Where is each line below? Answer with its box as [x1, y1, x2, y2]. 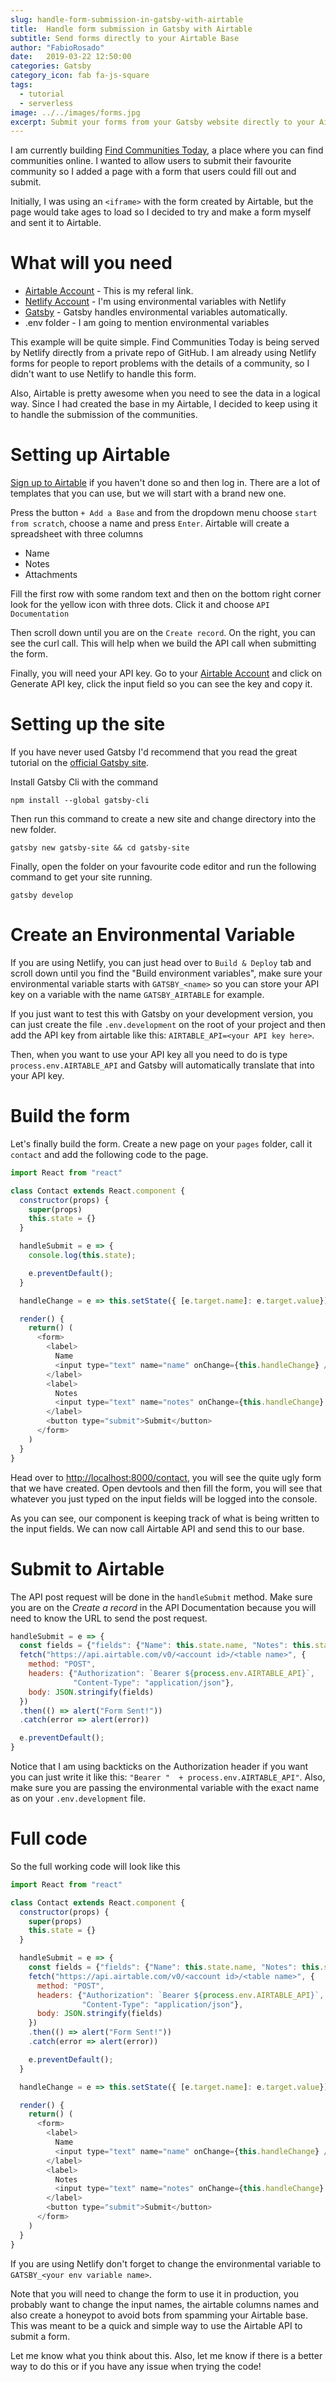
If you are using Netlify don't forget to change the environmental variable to [10, 2257, 322, 2270]
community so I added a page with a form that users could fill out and [10, 166, 297, 178]
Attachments [24, 569, 78, 581]
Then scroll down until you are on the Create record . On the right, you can [10, 627, 316, 639]
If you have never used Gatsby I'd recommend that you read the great [10, 746, 298, 758]
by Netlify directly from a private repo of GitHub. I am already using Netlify [10, 347, 317, 359]
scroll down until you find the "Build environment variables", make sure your [10, 967, 323, 979]
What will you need [10, 252, 173, 275]
